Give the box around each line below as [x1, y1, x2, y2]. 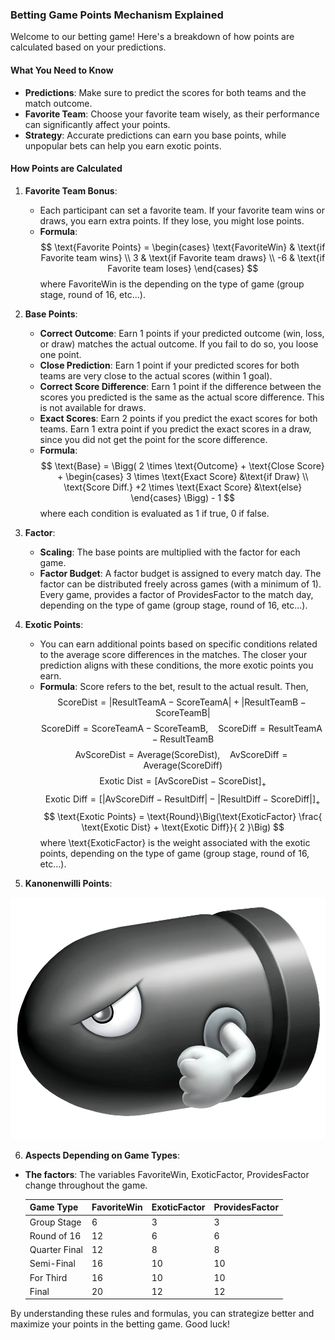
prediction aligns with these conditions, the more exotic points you [39, 659, 314, 671]
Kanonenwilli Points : [24, 878, 113, 890]
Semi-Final [29, 1258, 76, 1270]
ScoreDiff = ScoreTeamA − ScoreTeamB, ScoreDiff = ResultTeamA [41, 722, 323, 734]
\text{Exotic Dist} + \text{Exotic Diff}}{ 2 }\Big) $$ [81, 821, 285, 833]
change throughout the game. [24, 1179, 148, 1191]
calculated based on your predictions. [10, 41, 167, 53]
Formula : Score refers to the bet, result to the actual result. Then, [39, 680, 309, 692]
